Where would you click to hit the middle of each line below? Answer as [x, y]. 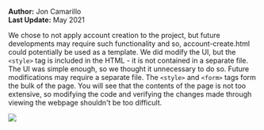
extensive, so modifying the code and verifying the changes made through [130, 94]
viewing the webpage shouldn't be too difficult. [85, 103]
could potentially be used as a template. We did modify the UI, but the [122, 52]
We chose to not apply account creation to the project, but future [114, 35]
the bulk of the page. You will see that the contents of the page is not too [127, 86]
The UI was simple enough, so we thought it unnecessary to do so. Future [129, 69]
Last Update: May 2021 [47, 20]
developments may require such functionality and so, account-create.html [129, 44]
